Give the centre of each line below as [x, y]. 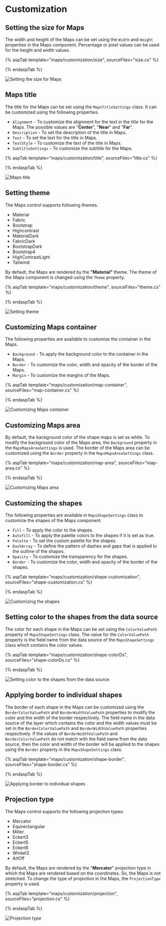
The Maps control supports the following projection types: [65, 811]
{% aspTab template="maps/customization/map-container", [66, 385]
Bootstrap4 [24, 252]
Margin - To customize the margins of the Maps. [61, 375]
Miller [18, 832]
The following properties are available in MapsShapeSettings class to [74, 515]
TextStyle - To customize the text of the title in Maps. [67, 143]
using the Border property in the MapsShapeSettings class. [64, 749]
